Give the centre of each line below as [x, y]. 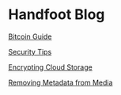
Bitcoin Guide [30, 36]
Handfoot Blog [57, 15]
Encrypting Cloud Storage [50, 67]
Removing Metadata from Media [60, 82]
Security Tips [30, 51]
